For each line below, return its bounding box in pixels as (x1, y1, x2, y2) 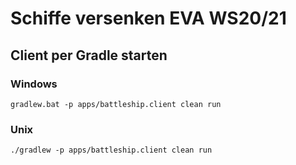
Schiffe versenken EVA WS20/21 (10, 7, 287, 30)
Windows (10, 77, 58, 91)
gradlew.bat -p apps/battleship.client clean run (10, 99, 222, 109)
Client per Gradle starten (10, 47, 168, 64)
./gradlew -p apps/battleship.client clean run (10, 145, 213, 156)
